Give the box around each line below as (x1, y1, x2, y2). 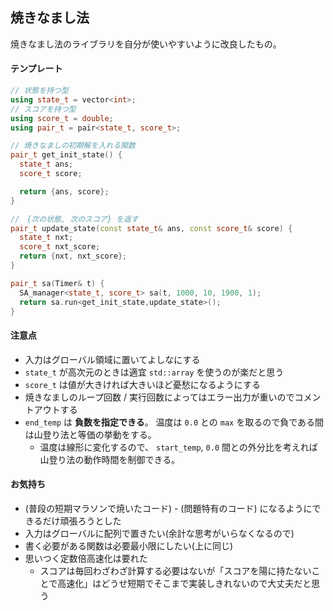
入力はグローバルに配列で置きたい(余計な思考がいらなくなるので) (24, 527, 295, 539)
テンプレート (10, 63, 63, 75)
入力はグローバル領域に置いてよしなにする (24, 353, 201, 365)
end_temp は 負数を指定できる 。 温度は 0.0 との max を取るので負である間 (24, 416, 325, 428)
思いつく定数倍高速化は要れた (24, 552, 148, 564)
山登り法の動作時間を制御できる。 (39, 453, 181, 465)
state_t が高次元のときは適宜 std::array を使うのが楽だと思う (24, 366, 285, 378)
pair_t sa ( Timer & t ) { (10, 278, 105, 288)
